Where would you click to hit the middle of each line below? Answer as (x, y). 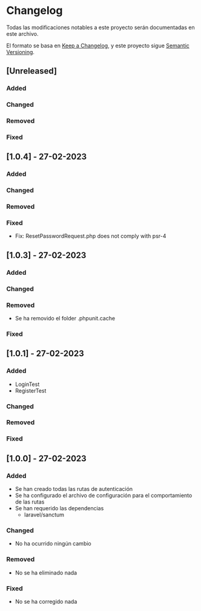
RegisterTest (31, 390)
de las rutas (30, 502)
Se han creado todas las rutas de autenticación (74, 489)
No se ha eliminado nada (46, 572)
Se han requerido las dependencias (59, 508)
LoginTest (27, 384)
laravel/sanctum (44, 515)
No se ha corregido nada (46, 601)
